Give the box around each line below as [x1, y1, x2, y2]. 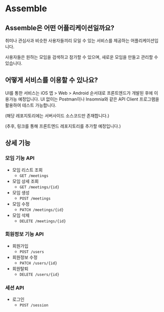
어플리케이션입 [130, 38, 159, 43]
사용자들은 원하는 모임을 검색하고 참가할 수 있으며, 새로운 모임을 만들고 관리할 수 [5, 54, 159, 60]
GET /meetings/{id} [19, 184, 60, 189]
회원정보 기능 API [5, 231, 44, 238]
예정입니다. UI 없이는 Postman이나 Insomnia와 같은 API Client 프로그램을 [18, 96, 160, 102]
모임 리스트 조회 [12, 167, 43, 173]
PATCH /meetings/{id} [19, 207, 64, 212]
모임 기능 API [5, 155, 35, 162]
